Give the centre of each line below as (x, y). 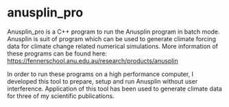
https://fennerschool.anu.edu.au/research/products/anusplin (93, 60)
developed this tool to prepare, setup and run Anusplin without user (103, 81)
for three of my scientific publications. (61, 96)
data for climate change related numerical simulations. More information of (112, 46)
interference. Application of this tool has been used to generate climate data (115, 88)
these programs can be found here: (57, 53)
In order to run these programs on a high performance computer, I (100, 74)
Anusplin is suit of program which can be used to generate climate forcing (111, 38)
